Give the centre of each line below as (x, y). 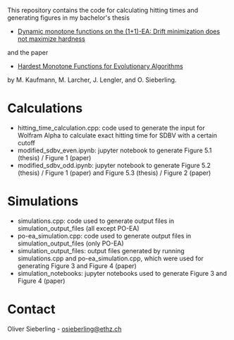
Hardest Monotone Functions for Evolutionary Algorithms (100, 66)
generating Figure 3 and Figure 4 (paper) (77, 266)
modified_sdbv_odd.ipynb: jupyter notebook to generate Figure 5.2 (114, 165)
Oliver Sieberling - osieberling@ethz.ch (64, 329)
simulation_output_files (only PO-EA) (71, 243)
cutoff (26, 142)
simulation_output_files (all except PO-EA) (78, 228)
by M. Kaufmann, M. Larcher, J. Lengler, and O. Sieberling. (92, 80)
